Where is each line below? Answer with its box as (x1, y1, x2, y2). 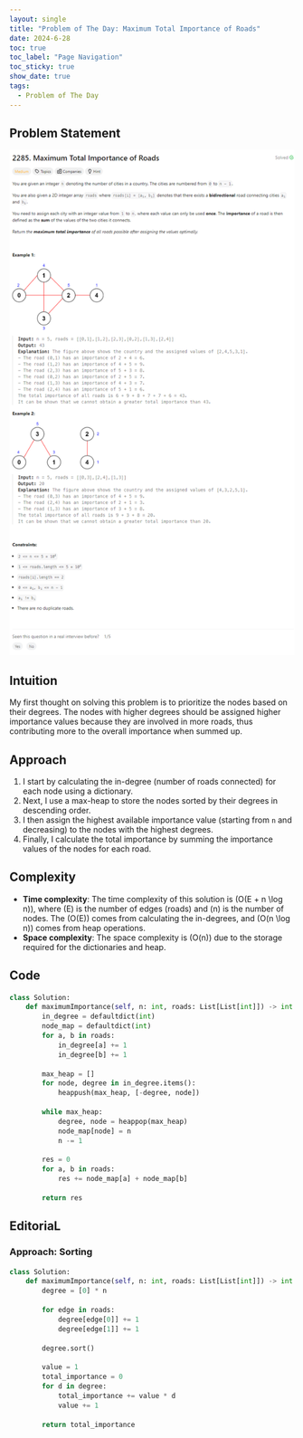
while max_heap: (42, 1108, 103, 1117)
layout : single (9, 14, 67, 24)
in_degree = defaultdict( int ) (42, 1012, 156, 1022)
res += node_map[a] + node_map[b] (57, 1175, 188, 1184)
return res (42, 1193, 83, 1203)
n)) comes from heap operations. (22, 922, 147, 933)
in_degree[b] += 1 (57, 1050, 128, 1059)
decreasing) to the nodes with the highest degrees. (22, 824, 214, 834)
